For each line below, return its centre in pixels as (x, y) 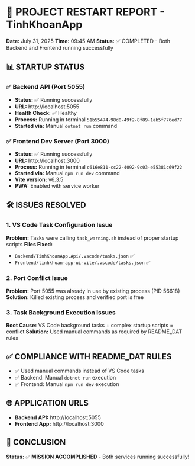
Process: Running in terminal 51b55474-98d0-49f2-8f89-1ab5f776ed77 (98, 119)
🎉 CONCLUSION (36, 443)
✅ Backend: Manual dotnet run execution (65, 378)
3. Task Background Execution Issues (61, 312)
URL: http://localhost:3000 (47, 160)
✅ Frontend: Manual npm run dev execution (67, 384)
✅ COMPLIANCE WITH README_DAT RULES (89, 357)
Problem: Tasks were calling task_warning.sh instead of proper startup (92, 238)
